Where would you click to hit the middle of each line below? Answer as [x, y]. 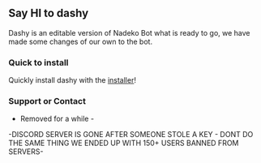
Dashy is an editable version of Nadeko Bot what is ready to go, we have [129, 32]
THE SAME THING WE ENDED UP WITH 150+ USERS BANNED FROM [124, 143]
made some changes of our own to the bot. [80, 41]
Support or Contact [47, 101]
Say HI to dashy [49, 13]
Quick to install [39, 62]
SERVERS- [26, 152]
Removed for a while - [57, 119]
